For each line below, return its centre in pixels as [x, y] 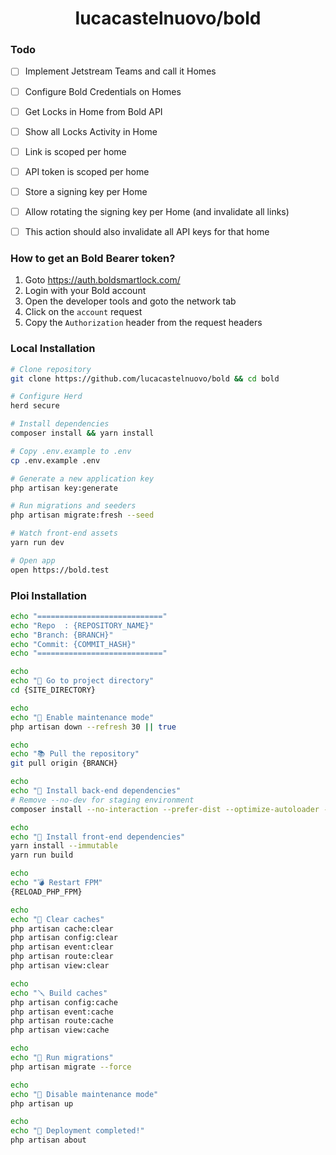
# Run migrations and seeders [73, 506]
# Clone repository [51, 369]
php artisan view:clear [60, 966]
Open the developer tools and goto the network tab [130, 301]
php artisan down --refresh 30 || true [93, 727]
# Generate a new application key [82, 478]
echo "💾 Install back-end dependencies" [96, 791]
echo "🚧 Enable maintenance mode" [82, 717]
